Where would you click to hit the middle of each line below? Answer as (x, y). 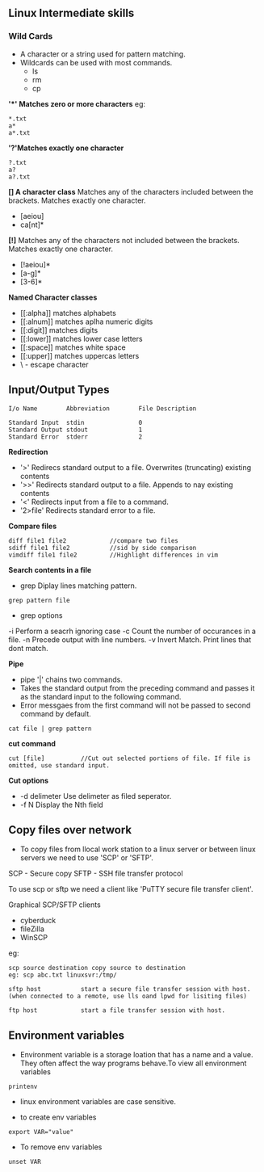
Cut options (28, 780)
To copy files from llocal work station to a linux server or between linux (138, 849)
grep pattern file (39, 600)
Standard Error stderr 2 (75, 437)
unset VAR (25, 1162)
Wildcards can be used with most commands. (96, 62)
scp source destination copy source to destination (97, 968)
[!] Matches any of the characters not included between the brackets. (124, 240)
